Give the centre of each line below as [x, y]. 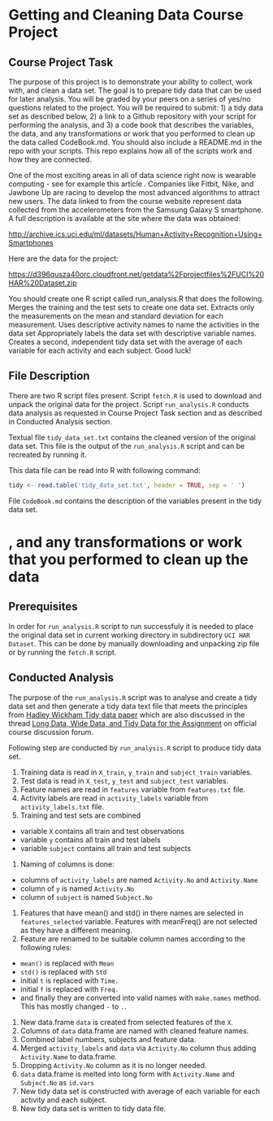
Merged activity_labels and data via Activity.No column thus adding [138, 1048]
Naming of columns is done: [67, 864]
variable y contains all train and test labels [90, 840]
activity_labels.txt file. [62, 806]
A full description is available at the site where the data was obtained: [125, 218]
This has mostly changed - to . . [73, 1006]
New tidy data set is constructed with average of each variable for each [140, 1091]
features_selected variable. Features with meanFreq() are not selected [139, 921]
